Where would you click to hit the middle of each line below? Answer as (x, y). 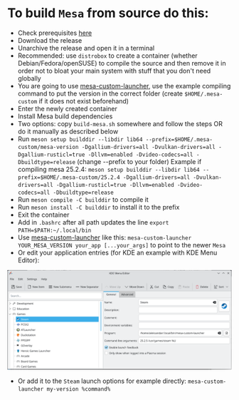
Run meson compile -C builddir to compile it (83, 199)
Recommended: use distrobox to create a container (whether (107, 56)
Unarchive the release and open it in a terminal (86, 48)
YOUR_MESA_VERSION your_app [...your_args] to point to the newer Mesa (122, 245)
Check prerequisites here (55, 33)
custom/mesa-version (48, 147)
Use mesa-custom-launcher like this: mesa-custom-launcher (105, 237)
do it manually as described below (68, 131)
